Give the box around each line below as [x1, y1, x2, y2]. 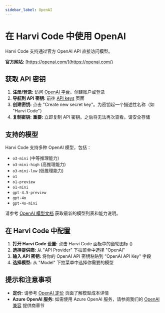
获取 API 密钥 [5, 75, 46, 83]
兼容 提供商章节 [12, 302, 45, 308]
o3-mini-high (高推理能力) [12, 162, 66, 168]
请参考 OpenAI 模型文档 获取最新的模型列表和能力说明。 [5, 210, 121, 216]
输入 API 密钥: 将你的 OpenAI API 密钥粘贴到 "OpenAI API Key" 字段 [12, 253, 151, 259]
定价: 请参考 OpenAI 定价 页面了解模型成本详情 [12, 289, 109, 296]
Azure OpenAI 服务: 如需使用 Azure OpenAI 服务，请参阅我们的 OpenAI [12, 296, 160, 302]
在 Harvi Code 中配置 [5, 226, 71, 235]
